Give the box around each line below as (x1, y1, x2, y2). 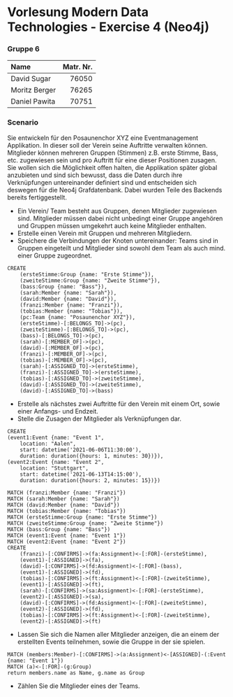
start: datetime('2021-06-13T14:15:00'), (20, 470, 142, 478)
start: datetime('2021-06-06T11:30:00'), (20, 446, 142, 453)
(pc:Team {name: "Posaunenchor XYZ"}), (20, 314, 136, 321)
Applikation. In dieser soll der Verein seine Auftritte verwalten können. (7, 141, 208, 149)
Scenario (7, 118, 38, 127)
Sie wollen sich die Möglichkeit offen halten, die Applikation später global (7, 163, 218, 171)
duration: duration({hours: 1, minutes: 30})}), (20, 452, 164, 459)
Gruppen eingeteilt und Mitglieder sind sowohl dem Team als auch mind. (17, 244, 226, 252)
